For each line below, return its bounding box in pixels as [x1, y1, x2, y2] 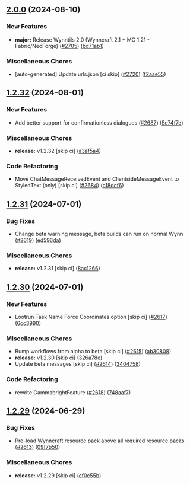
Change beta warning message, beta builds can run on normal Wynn [14, 230, 183, 237]
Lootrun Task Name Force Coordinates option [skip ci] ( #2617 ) [14, 313, 167, 320]
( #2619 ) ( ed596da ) [14, 237, 61, 244]
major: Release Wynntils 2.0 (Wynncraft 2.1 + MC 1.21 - [14, 36, 150, 43]
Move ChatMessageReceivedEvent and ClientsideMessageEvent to [14, 176, 179, 183]
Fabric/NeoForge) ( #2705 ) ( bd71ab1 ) [14, 42, 104, 49]
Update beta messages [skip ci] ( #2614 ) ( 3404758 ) [14, 360, 141, 368]
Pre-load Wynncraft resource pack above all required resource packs [14, 437, 185, 444]
